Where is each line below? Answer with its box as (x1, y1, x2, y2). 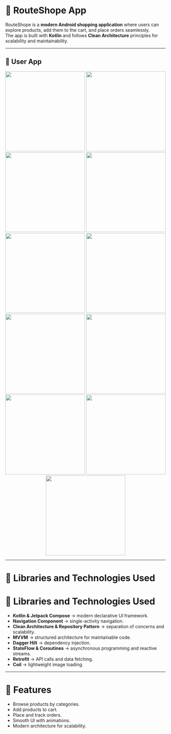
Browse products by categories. (12, 701, 80, 707)
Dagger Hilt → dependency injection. (12, 639, 91, 646)
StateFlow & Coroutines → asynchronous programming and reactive (12, 645, 157, 651)
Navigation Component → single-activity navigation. (12, 618, 124, 624)
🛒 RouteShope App (5, 5, 87, 16)
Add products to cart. (12, 706, 58, 713)
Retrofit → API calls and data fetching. (12, 656, 93, 662)
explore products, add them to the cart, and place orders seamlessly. (5, 27, 150, 33)
